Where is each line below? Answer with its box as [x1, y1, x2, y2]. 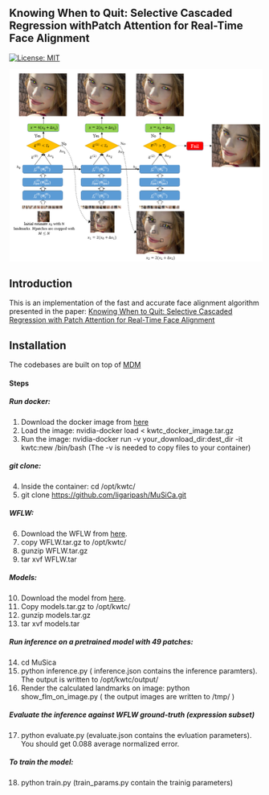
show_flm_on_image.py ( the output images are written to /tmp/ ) [20, 691, 235, 701]
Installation [9, 338, 67, 352]
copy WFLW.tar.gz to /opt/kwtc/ [20, 537, 127, 546]
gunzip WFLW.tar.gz [20, 546, 88, 555]
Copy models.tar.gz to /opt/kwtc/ [20, 601, 131, 611]
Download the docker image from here [20, 417, 149, 426]
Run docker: [9, 397, 51, 406]
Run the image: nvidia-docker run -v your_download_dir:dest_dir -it [20, 434, 243, 443]
